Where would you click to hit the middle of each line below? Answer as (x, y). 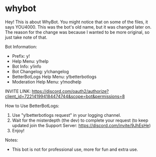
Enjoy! (18, 130)
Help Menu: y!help (30, 61)
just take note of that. (26, 37)
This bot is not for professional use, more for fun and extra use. (75, 149)
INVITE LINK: (18, 91)
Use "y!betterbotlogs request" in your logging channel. (66, 115)
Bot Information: (21, 47)
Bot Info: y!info (27, 66)
